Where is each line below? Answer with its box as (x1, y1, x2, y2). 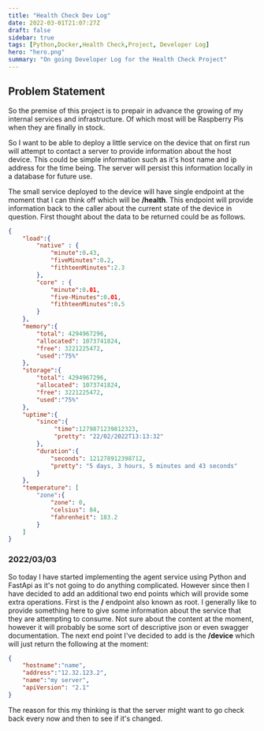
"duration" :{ (36, 447, 80, 455)
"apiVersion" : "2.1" (22, 684, 90, 692)
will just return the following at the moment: (8, 639, 149, 648)
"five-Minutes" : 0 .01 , (50, 293, 122, 301)
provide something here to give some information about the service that (8, 605, 242, 615)
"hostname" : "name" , (22, 662, 87, 669)
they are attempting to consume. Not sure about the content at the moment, (8, 613, 254, 624)
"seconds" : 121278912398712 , (50, 455, 147, 463)
